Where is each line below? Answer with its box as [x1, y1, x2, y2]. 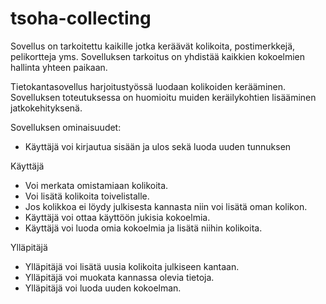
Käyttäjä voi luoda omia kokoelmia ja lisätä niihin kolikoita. [24, 222, 263, 234]
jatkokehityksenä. [10, 102, 83, 114]
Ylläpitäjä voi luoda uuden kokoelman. [24, 282, 182, 294]
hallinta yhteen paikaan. [10, 61, 108, 73]
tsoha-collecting [10, 7, 152, 30]
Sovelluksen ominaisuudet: [10, 121, 122, 133]
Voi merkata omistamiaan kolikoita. [24, 179, 169, 191]
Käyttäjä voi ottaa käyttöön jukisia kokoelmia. [24, 211, 211, 223]
